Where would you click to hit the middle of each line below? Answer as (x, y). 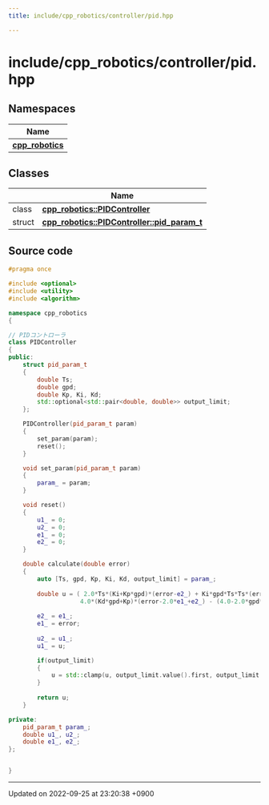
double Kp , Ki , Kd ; (70, 394)
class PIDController (43, 342)
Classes (29, 173)
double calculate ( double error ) (76, 564)
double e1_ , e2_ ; (52, 742)
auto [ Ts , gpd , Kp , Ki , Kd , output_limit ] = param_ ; (127, 579)
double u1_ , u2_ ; (52, 735)
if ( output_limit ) (66, 660)
